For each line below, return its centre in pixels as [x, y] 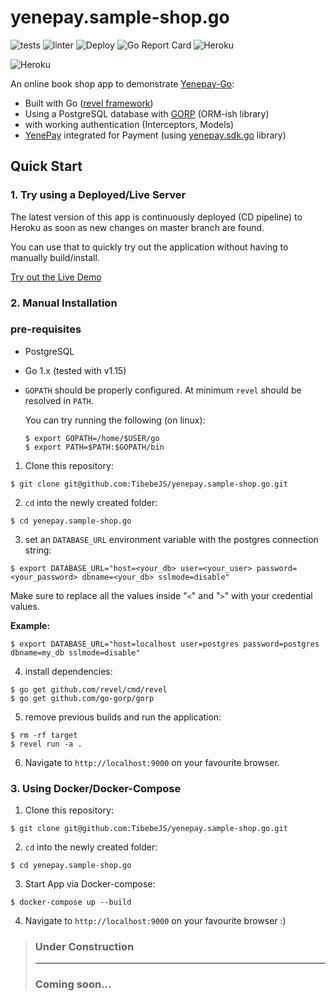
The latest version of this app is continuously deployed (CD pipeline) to [156, 217]
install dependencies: [68, 671]
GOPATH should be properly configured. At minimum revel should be [163, 390]
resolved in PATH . [59, 400]
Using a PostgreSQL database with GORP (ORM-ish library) [147, 113]
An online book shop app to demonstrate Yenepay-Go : [122, 83]
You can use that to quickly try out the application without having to [149, 247]
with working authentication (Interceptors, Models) [129, 124]
